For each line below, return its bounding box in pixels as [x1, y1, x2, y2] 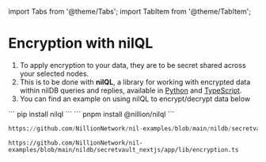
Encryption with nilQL [8, 35, 154, 52]
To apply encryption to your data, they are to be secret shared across [19, 60, 247, 70]
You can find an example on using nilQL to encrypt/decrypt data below [19, 94, 251, 104]
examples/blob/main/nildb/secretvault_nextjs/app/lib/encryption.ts [8, 145, 239, 153]
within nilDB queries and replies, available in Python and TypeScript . [19, 85, 242, 95]
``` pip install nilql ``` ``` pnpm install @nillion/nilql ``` [8, 109, 175, 119]
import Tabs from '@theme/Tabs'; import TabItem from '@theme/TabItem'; [8, 7, 252, 16]
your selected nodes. [19, 69, 89, 78]
